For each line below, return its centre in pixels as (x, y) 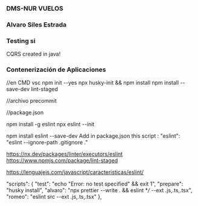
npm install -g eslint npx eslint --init (50, 124)
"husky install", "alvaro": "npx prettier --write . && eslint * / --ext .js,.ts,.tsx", (99, 190)
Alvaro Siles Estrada (37, 24)
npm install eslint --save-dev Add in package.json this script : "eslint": (93, 136)
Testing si (21, 40)
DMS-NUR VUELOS (35, 8)
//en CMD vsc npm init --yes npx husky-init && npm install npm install (93, 83)
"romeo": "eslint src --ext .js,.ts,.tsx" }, (54, 197)
